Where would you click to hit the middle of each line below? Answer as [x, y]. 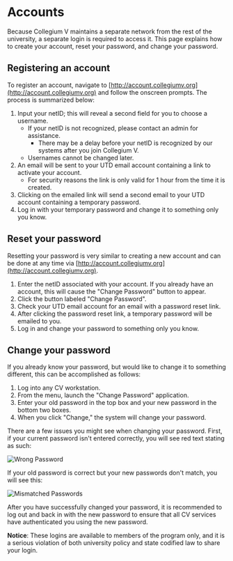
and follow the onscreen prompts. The [152, 92]
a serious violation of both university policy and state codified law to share [114, 543]
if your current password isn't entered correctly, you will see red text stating [116, 438]
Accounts [36, 12]
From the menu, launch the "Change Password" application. [103, 395]
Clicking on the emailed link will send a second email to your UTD [111, 194]
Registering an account [59, 68]
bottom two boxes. [44, 410]
